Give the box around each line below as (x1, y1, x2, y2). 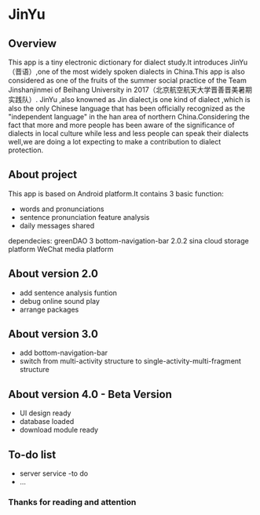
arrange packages (19, 305, 79, 314)
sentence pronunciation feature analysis (19, 212, 150, 221)
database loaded (19, 417, 75, 426)
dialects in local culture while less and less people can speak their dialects (8, 129, 249, 138)
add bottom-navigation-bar (19, 348, 108, 358)
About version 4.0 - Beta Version (8, 387, 173, 401)
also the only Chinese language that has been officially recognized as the (8, 104, 246, 113)
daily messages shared (19, 221, 95, 230)
